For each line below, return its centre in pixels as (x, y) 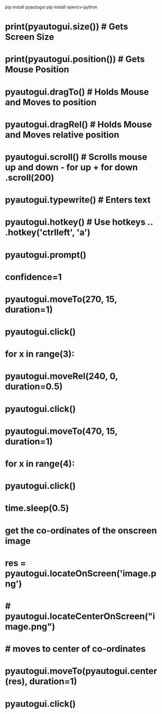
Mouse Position (37, 70)
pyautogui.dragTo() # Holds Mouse (77, 92)
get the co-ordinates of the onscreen (81, 530)
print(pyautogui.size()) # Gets (67, 27)
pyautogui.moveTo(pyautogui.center (81, 671)
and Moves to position (51, 102)
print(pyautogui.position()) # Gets (75, 59)
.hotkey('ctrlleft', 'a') (48, 232)
